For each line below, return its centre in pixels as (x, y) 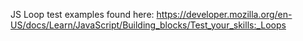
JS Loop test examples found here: (82, 14)
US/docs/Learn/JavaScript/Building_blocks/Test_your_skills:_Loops (148, 25)
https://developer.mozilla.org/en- (224, 14)
